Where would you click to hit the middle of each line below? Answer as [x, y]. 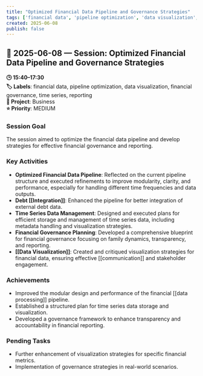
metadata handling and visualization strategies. [74, 226]
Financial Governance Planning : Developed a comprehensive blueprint [104, 232]
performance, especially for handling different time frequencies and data [105, 187]
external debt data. [38, 206]
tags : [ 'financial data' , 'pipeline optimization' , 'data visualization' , [102, 18]
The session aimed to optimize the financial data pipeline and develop [93, 139]
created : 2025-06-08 [32, 23]
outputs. [25, 194]
